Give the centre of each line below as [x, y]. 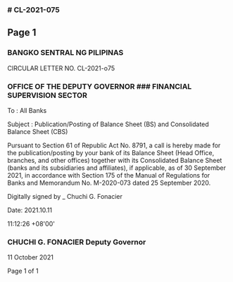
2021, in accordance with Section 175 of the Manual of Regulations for [109, 175]
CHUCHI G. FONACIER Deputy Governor [77, 242]
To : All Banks [27, 110]
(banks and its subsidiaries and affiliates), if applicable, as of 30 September [117, 168]
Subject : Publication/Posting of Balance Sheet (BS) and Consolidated [108, 124]
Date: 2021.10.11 [30, 210]
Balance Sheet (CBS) [38, 131]
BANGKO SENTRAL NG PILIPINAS [65, 53]
